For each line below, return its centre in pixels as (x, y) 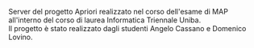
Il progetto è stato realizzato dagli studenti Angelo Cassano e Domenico (127, 28)
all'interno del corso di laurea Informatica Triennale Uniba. (105, 20)
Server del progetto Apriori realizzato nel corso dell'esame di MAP (118, 12)
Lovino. (21, 37)
